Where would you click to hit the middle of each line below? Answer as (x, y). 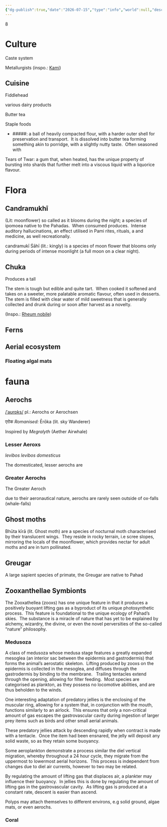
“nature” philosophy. (26, 629)
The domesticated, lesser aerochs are (44, 465)
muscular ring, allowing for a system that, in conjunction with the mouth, (79, 705)
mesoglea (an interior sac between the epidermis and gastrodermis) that (79, 658)
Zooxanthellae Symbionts (46, 590)
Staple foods (18, 124)
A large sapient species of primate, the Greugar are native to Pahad (74, 575)
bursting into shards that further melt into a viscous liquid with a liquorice (80, 165)
